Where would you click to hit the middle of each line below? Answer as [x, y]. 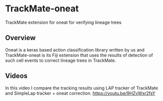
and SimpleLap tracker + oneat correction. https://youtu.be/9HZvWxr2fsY [80, 93]
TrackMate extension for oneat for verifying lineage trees [63, 22]
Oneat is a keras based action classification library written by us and [75, 50]
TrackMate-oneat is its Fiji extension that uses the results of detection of [79, 55]
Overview [21, 38]
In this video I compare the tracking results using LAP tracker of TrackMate [82, 88]
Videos [16, 76]
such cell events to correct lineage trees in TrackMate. [61, 60]
